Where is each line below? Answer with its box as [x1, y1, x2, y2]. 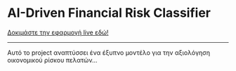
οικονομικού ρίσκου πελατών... [7, 56, 98, 64]
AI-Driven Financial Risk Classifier [7, 5, 211, 21]
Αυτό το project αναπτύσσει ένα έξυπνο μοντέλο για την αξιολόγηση [7, 48, 211, 57]
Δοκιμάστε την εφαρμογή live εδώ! [7, 28, 109, 37]
